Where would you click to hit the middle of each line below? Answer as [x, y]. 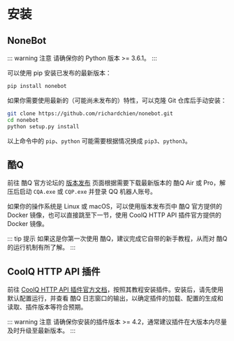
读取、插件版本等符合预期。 [47, 307]
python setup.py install [43, 126]
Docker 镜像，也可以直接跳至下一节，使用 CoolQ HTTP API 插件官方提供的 [114, 215]
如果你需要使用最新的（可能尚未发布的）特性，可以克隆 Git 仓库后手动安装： [117, 100]
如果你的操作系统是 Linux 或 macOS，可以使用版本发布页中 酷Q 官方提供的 [115, 206]
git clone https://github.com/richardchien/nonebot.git [90, 113]
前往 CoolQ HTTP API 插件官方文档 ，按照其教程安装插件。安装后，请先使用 [115, 289]
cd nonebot [23, 120]
